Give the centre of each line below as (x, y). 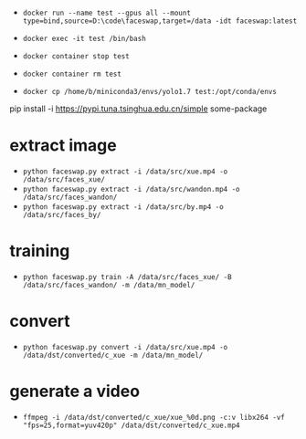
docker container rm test (72, 74)
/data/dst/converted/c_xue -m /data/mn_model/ (113, 355)
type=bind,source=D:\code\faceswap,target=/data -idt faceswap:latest (160, 21)
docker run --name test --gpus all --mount (107, 13)
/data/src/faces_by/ (62, 214)
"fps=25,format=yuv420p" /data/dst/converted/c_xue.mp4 (131, 425)
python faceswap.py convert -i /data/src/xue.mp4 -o (125, 347)
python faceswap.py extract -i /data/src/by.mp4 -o (123, 207)
